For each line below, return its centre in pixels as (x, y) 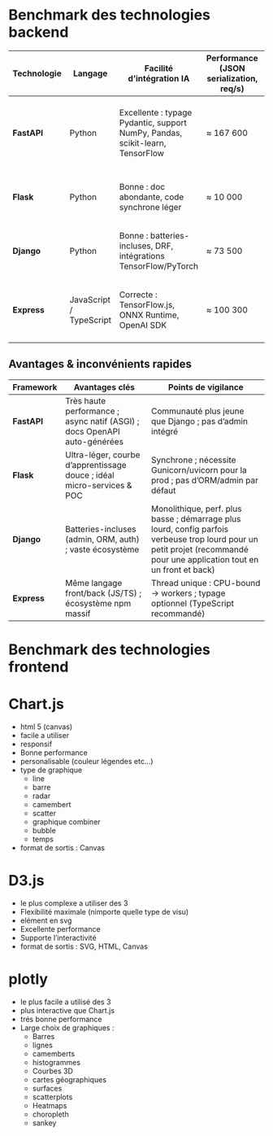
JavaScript (90, 299)
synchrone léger (150, 207)
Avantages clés (104, 387)
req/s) (232, 89)
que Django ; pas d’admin (199, 421)
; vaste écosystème (102, 549)
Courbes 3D (52, 1071)
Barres (43, 1036)
